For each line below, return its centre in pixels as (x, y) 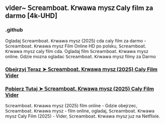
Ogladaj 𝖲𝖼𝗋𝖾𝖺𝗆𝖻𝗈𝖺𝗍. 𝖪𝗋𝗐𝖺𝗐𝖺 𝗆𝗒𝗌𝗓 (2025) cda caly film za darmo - (76, 41)
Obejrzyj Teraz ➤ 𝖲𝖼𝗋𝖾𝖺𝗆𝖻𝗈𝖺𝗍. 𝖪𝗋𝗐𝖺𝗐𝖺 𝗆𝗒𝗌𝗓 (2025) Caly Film (81, 69)
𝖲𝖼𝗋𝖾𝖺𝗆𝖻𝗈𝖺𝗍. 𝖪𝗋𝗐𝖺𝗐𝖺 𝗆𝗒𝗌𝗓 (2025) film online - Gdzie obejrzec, (71, 105)
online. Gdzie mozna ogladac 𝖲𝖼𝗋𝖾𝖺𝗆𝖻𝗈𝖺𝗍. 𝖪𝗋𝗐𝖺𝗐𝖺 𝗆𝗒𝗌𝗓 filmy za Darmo (81, 56)
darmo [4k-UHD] (31, 16)
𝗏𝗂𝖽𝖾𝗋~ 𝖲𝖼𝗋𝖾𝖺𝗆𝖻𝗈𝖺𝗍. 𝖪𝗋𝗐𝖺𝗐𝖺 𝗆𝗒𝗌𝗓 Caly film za (79, 8)
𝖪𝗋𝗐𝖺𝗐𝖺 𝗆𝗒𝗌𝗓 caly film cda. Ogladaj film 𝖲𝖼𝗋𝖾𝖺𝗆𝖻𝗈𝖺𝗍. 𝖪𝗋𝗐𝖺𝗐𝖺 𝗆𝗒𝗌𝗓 (77, 51)
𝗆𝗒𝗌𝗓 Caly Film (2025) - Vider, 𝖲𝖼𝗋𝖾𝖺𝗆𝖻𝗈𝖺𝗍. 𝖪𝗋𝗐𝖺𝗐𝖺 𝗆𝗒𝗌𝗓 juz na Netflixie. (82, 116)
